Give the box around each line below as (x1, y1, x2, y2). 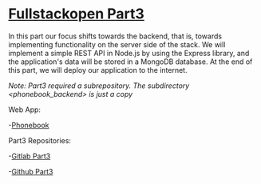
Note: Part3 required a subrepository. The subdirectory (8, 81, 190, 90)
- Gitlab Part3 (8, 151, 51, 161)
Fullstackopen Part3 (8, 5, 145, 23)
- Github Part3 (8, 166, 53, 176)
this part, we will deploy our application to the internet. (8, 65, 188, 74)
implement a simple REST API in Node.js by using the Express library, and (8, 48, 250, 58)
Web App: (8, 105, 42, 114)
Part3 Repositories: (8, 135, 72, 145)
